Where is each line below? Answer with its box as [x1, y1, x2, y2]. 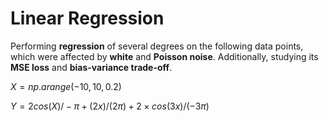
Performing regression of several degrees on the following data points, [10, 40, 304, 52]
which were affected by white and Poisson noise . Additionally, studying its [10, 50, 319, 62]
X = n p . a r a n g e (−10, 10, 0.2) [10, 80, 122, 92]
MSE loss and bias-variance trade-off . [10, 61, 173, 73]
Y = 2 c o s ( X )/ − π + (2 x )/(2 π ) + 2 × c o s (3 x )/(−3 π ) [10, 100, 210, 112]
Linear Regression [10, 7, 165, 30]
